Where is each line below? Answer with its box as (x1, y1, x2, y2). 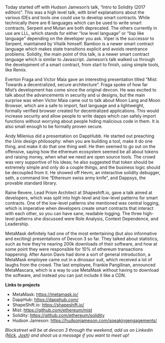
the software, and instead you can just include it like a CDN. (5, 273, 127, 278)
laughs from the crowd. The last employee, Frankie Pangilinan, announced (5, 262, 156, 268)
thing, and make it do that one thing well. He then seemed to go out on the (5, 144, 156, 149)
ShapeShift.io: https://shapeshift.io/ (12, 302, 85, 308)
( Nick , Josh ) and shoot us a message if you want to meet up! (5, 332, 130, 338)
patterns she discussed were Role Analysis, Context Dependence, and (15, 216, 159, 221)
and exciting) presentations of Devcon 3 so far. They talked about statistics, (5, 236, 159, 242)
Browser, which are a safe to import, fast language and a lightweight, (5, 103, 145, 108)
